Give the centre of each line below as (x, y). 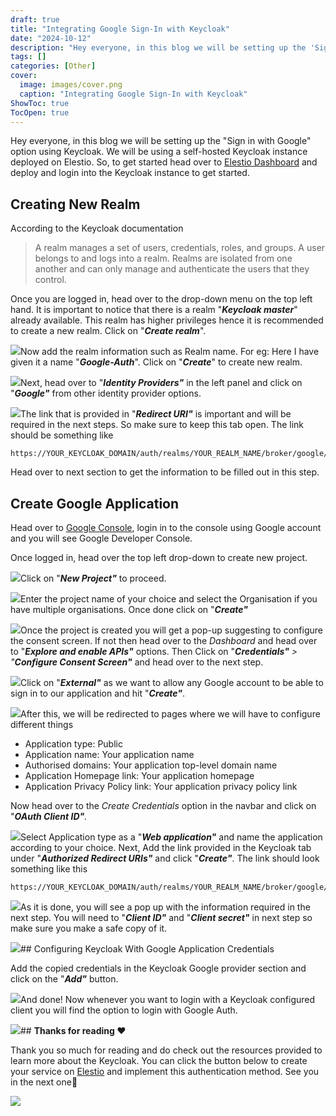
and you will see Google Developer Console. (101, 538)
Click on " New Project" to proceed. (93, 578)
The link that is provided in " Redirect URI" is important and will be (156, 414)
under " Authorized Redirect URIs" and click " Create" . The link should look (165, 858)
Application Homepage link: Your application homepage (139, 775)
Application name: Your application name (109, 754)
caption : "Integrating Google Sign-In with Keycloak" (133, 94)
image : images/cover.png (71, 85)
